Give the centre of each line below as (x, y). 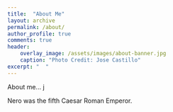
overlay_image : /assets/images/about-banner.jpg (93, 54)
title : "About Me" (36, 14)
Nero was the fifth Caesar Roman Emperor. (70, 101)
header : (19, 47)
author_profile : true (39, 34)
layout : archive (31, 21)
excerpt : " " (28, 67)
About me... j (26, 86)
